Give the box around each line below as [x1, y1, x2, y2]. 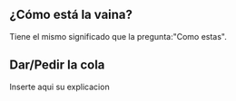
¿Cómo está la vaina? [9, 7, 133, 23]
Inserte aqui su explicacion [9, 81, 111, 92]
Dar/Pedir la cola [9, 58, 105, 73]
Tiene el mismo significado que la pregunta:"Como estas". [9, 31, 227, 41]
